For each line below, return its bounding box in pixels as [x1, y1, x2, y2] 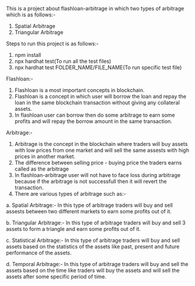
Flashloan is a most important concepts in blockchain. [14, 87, 145, 93]
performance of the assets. [6, 249, 72, 256]
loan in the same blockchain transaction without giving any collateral [14, 99, 180, 106]
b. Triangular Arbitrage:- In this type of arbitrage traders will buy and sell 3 [6, 219, 186, 226]
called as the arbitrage [14, 165, 69, 172]
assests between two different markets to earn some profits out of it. [6, 208, 172, 215]
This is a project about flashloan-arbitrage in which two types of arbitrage [6, 5, 184, 12]
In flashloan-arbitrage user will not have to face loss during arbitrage [14, 172, 180, 178]
